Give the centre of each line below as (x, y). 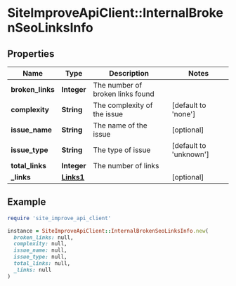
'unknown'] (190, 154)
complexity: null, (41, 244)
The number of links (126, 166)
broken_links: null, (44, 237)
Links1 (73, 177)
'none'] (184, 114)
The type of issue (122, 150)
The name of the (120, 125)
